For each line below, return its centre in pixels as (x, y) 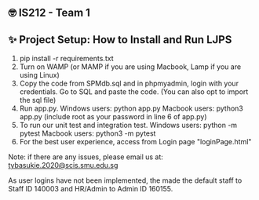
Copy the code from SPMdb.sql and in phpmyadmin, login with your (129, 84)
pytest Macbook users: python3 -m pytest (88, 133)
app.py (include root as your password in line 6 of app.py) (113, 117)
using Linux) (40, 75)
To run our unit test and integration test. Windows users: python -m (128, 125)
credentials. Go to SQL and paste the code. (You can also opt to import (134, 92)
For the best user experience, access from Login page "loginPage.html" (135, 142)
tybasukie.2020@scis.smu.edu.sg (63, 165)
